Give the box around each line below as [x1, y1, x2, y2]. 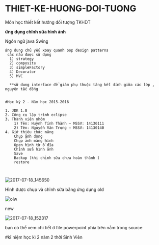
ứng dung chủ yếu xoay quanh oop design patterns [5, 48, 109, 53]
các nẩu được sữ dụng [7, 52, 52, 57]
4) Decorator [9, 69, 36, 74]
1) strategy [9, 56, 34, 61]
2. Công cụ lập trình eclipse [5, 112, 67, 117]
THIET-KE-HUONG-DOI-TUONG [5, 3, 136, 14]
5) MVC [9, 73, 23, 79]
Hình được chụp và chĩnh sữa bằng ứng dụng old [5, 186, 104, 192]
